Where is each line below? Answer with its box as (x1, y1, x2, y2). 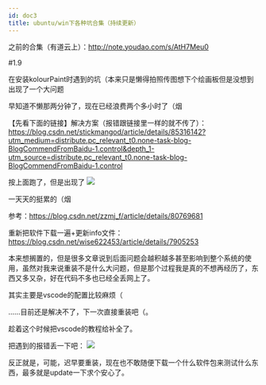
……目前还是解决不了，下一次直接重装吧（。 (8, 307, 153, 317)
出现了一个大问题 (8, 84, 64, 94)
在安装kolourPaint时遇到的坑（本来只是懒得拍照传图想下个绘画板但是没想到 (8, 74, 254, 84)
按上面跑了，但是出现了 (8, 177, 85, 187)
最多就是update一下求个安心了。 (21, 367, 129, 377)
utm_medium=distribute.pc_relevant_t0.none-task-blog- (8, 135, 192, 145)
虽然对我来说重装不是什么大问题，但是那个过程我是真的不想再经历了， (21, 263, 252, 273)
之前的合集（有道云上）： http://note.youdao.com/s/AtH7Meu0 (8, 41, 209, 52)
